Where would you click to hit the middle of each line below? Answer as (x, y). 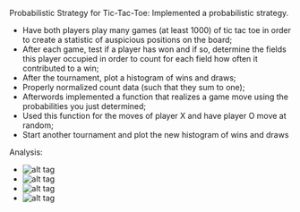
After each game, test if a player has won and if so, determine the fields (154, 49)
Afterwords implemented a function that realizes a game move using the (155, 97)
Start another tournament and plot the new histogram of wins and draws (155, 135)
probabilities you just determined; (84, 106)
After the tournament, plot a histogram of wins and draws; (129, 78)
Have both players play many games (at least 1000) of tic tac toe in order (156, 30)
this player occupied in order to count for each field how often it (140, 59)
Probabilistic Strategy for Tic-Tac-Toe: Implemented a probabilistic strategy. (149, 13)
